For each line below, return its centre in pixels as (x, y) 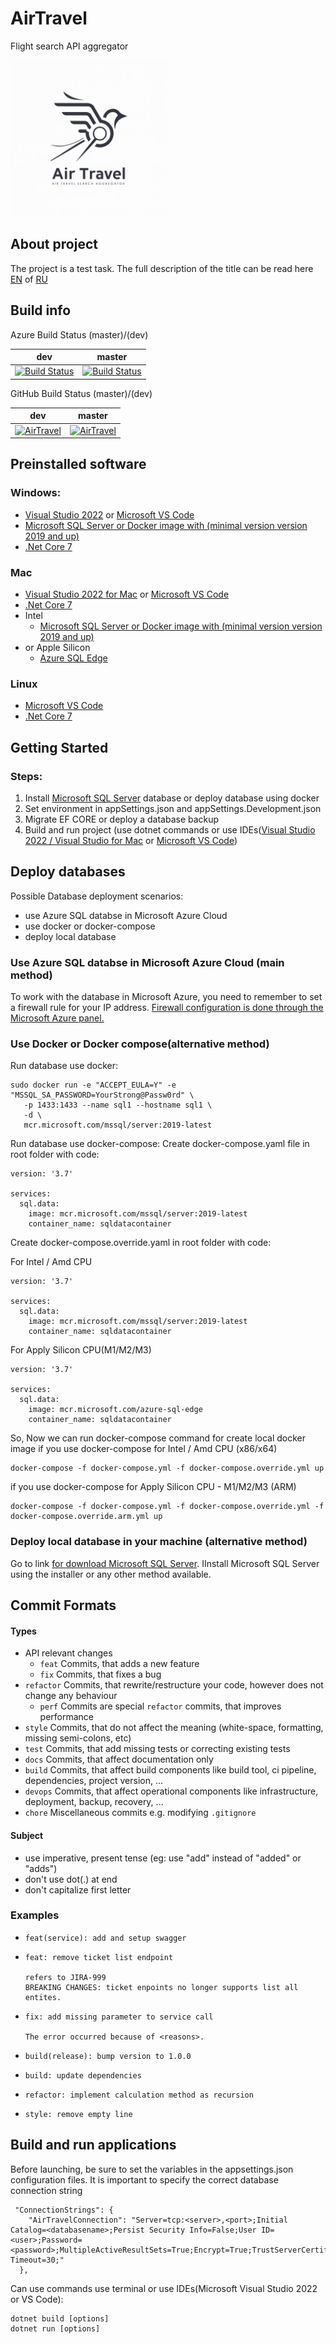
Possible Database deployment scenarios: (97, 896)
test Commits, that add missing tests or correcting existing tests (157, 1749)
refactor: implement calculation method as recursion (139, 2095)
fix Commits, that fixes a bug (100, 1674)
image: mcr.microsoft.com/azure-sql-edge (115, 1410)
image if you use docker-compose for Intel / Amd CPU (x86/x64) (144, 1449)
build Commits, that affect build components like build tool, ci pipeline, (170, 1770)
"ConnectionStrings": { (64, 2210)
